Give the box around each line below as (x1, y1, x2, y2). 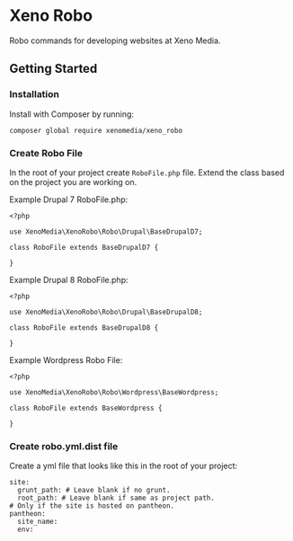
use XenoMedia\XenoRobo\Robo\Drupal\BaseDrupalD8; (9, 307, 203, 316)
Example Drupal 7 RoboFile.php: (9, 194, 129, 205)
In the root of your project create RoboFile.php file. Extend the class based (9, 167, 285, 178)
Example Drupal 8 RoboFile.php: (9, 274, 129, 285)
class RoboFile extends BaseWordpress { (9, 404, 164, 412)
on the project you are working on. (9, 176, 138, 187)
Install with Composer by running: (9, 109, 135, 120)
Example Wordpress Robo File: (9, 354, 123, 365)
